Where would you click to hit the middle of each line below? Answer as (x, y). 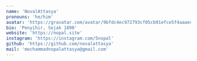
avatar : (16, 22)
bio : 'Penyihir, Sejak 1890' (42, 28)
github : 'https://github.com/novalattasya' (60, 44)
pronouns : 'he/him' (30, 17)
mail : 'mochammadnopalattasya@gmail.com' (57, 49)
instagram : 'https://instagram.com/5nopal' (60, 38)
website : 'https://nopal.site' (44, 33)
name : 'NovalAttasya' (33, 11)
